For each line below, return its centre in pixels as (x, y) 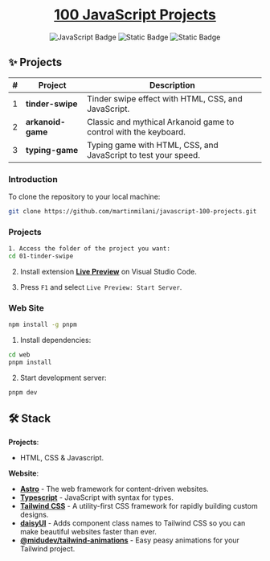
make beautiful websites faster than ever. (88, 531)
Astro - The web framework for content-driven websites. (114, 489)
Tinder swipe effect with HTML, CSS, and (165, 98)
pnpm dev (23, 392)
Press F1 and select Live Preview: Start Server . (101, 287)
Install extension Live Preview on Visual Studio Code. (108, 271)
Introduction (33, 179)
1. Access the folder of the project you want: (90, 249)
